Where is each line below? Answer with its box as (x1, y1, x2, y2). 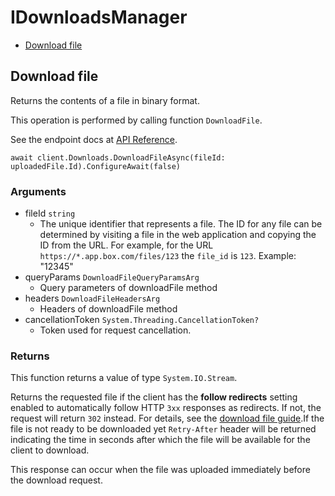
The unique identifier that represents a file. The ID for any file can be (39, 218, 323, 230)
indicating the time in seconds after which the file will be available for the (10, 434, 311, 446)
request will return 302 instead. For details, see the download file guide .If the (10, 412, 325, 425)
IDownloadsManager (10, 6, 188, 29)
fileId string (24, 207, 76, 220)
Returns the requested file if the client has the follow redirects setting (10, 391, 298, 403)
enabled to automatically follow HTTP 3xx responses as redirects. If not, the (10, 402, 322, 414)
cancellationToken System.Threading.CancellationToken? (24, 314, 260, 326)
